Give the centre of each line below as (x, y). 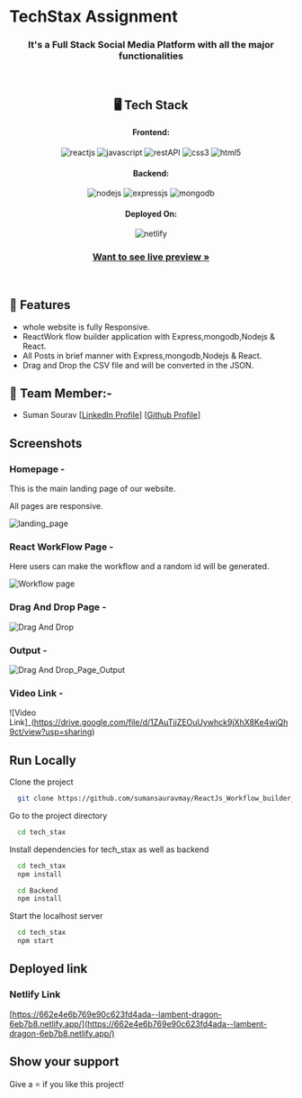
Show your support (64, 1062)
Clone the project (41, 782)
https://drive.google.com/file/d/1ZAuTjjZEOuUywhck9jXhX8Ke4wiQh (161, 722)
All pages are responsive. (56, 506)
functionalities (151, 56)
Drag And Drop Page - (58, 607)
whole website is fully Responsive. (86, 327)
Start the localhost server (56, 916)
